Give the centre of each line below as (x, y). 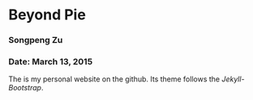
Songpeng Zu (36, 40)
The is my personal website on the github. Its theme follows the (114, 79)
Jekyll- (233, 79)
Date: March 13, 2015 (51, 62)
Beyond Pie (47, 15)
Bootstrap (25, 88)
